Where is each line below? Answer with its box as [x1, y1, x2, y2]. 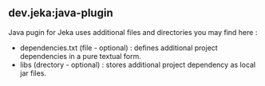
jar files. [19, 68, 46, 78]
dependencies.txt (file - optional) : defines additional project [19, 43, 218, 53]
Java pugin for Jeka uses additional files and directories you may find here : [8, 27, 258, 37]
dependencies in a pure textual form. [19, 51, 142, 61]
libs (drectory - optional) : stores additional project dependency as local [19, 60, 256, 69]
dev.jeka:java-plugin [8, 6, 113, 20]
